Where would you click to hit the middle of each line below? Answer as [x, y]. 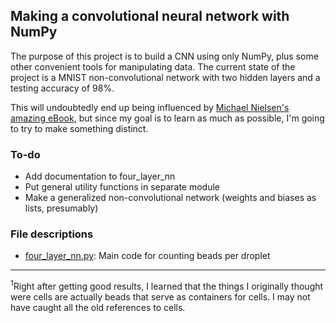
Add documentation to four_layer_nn [100, 176]
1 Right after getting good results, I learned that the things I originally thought [167, 286]
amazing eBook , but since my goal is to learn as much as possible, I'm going [167, 118]
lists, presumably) [61, 208]
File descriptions [52, 234]
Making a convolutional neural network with [150, 16]
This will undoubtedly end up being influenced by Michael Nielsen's [150, 107]
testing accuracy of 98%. [62, 88]
